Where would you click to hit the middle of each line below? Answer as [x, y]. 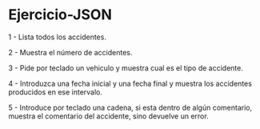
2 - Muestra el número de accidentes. [70, 52]
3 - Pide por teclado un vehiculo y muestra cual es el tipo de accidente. [126, 68]
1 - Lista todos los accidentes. [57, 37]
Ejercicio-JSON [60, 15]
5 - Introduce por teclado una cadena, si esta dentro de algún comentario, [130, 107]
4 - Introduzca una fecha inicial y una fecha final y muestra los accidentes [130, 83]
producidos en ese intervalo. [55, 92]
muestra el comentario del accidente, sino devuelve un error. [109, 116]
